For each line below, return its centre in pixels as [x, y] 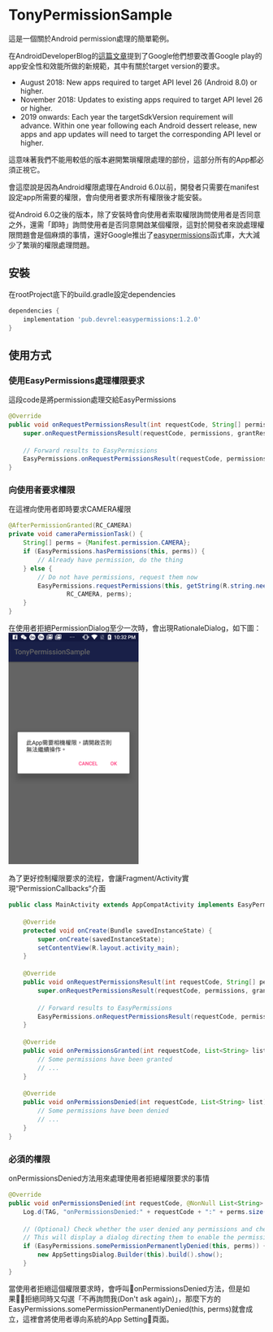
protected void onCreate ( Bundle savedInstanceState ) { [118, 930]
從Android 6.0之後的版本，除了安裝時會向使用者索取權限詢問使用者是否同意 [135, 214]
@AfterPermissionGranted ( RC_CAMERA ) [70, 526]
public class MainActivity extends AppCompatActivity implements [121, 905]
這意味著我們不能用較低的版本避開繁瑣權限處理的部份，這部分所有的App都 [133, 159]
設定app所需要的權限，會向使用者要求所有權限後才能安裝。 [108, 197]
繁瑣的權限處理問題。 [58, 245]
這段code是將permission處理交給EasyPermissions [92, 400]
